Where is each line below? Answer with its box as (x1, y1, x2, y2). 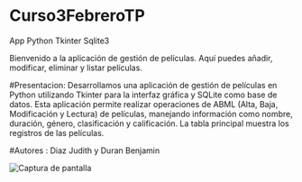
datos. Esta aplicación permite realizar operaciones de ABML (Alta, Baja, (9, 98, 279, 109)
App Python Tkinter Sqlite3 (9, 35, 110, 46)
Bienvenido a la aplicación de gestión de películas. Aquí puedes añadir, (9, 52, 273, 63)
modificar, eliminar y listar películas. (9, 62, 142, 73)
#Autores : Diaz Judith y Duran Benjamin (9, 145, 160, 156)
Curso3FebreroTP (9, 5, 146, 26)
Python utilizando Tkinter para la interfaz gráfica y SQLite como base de (9, 89, 278, 100)
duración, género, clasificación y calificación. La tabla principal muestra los (9, 118, 290, 129)
